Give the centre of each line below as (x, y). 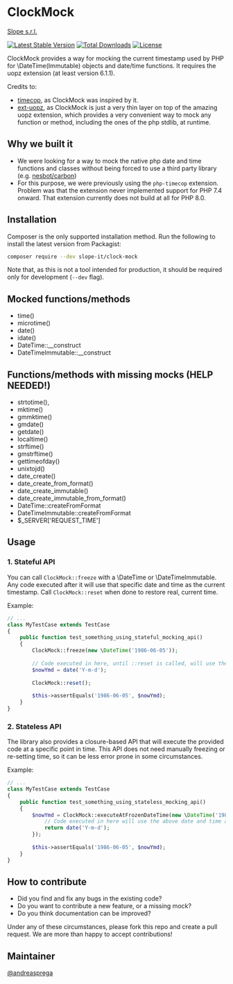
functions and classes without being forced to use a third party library (117, 168)
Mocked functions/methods (69, 299)
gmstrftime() (35, 454)
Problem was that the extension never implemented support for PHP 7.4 (120, 190)
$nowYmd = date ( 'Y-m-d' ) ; (70, 670)
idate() (27, 338)
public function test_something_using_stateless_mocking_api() (113, 802)
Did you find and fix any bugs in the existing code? (89, 898)
